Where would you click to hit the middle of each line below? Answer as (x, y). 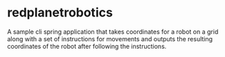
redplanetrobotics (60, 13)
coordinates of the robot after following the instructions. (87, 46)
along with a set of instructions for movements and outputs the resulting (110, 38)
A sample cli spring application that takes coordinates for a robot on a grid (113, 32)
